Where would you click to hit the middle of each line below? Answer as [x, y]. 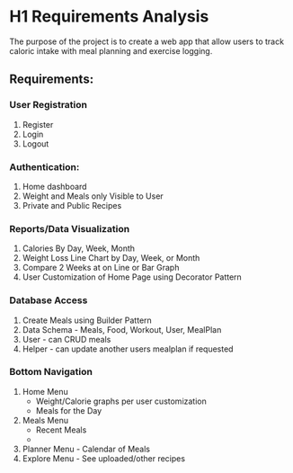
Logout [36, 143]
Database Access [49, 300]
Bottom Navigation [51, 372]
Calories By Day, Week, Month [79, 248]
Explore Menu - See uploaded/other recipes [104, 458]
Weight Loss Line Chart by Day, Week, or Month [111, 258]
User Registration [49, 105]
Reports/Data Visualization [70, 228]
